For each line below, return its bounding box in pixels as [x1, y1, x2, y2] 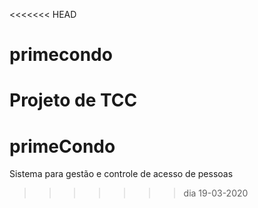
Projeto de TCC [9, 89, 138, 112]
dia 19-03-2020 [183, 187, 249, 199]
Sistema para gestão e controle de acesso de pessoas [9, 168, 234, 180]
